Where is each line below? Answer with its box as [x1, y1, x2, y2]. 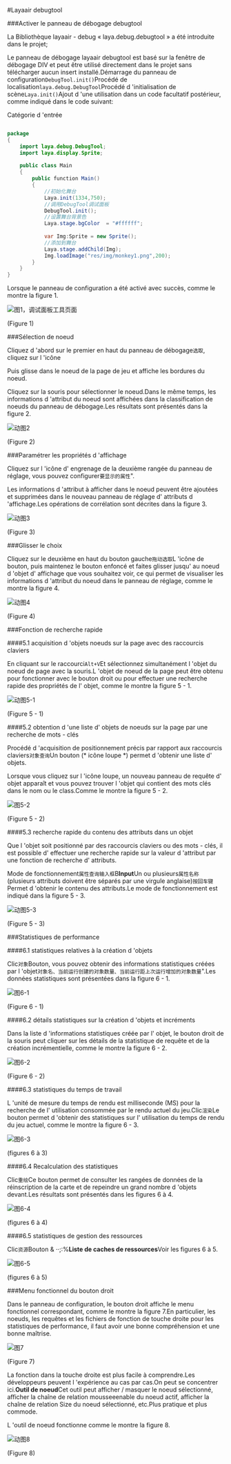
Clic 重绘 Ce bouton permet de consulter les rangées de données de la [7, 1176, 203, 1184]
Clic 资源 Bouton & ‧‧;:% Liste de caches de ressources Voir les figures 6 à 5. [7, 1245, 219, 1253]
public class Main [19, 162, 72, 169]
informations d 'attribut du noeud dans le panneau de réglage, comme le [7, 577, 213, 585]
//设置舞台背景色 [43, 213, 87, 220]
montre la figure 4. [7, 584, 60, 593]
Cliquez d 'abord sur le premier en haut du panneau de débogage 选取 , [7, 346, 205, 354]
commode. [7, 1407, 38, 1416]
